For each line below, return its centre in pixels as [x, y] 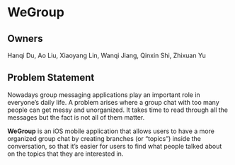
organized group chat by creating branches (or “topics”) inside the [104, 138]
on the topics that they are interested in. [65, 154]
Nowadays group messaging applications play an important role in [104, 95]
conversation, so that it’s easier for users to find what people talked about [115, 146]
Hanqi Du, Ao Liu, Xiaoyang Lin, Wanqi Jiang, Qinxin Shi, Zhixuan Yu [107, 55]
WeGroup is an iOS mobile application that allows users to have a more [111, 131]
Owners [25, 39]
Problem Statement [51, 78]
